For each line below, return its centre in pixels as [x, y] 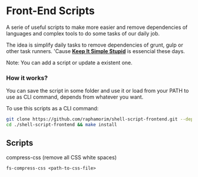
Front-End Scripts [51, 11]
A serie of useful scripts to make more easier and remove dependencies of [97, 27]
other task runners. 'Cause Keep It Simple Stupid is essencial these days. [96, 51]
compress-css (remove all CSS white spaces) [61, 157]
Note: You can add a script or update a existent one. [69, 63]
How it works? [27, 78]
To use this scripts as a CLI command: [52, 109]
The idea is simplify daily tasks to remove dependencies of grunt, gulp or [95, 45]
